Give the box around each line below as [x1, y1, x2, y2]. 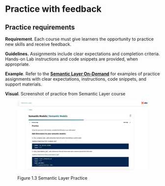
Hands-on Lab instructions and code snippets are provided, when [5, 56, 138, 62]
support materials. [5, 81, 42, 87]
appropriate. [5, 62, 30, 67]
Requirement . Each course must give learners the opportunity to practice [5, 36, 154, 42]
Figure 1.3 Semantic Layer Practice [17, 175, 87, 181]
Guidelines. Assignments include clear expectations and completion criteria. [5, 51, 160, 57]
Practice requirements [5, 23, 75, 31]
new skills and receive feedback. [5, 41, 72, 47]
